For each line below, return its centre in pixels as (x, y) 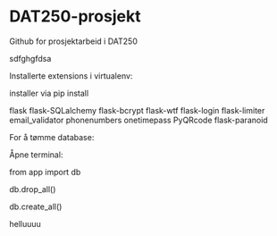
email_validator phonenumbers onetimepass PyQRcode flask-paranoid (138, 120)
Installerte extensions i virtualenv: (71, 76)
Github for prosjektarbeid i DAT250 (74, 41)
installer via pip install (49, 93)
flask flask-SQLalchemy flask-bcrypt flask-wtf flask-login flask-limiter (137, 110)
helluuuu (25, 223)
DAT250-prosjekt (75, 17)
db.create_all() (36, 206)
